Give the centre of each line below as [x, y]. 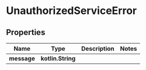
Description [98, 49]
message [22, 58]
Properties [26, 32]
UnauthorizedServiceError [72, 11]
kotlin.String [58, 58]
